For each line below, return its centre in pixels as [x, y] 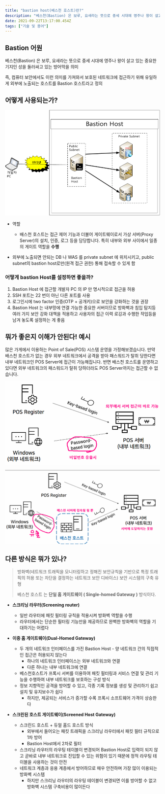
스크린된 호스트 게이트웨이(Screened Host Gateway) [64, 715]
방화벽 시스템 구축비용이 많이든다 [58, 787]
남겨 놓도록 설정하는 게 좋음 [39, 320]
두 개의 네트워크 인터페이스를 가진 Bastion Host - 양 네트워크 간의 [82, 649]
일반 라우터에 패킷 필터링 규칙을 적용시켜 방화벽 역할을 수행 [76, 616]
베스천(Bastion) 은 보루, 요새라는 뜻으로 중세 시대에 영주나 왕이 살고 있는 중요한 [81, 61]
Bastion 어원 [24, 48]
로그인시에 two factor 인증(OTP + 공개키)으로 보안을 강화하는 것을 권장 [80, 301]
